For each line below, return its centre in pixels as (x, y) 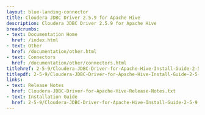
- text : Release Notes (35, 86)
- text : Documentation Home (42, 35)
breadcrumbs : (23, 29)
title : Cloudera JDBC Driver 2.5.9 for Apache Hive (73, 18)
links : (15, 80)
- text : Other (24, 46)
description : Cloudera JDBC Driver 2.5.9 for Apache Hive (81, 23)
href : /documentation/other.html (54, 52)
